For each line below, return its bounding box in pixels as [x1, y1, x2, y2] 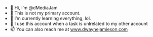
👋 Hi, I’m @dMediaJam [10, 5, 58, 10]
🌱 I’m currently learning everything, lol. [10, 15, 91, 21]
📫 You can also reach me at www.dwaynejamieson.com [10, 26, 128, 32]
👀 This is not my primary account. [10, 10, 81, 16]
